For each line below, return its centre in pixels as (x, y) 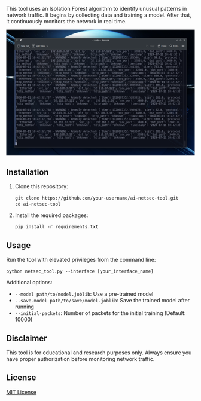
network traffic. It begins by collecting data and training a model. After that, (99, 15)
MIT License (22, 392)
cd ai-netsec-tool (38, 204)
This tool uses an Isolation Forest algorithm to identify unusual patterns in (97, 9)
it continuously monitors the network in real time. (66, 21)
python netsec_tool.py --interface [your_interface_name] (80, 271)
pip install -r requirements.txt (57, 227)
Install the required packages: (51, 215)
